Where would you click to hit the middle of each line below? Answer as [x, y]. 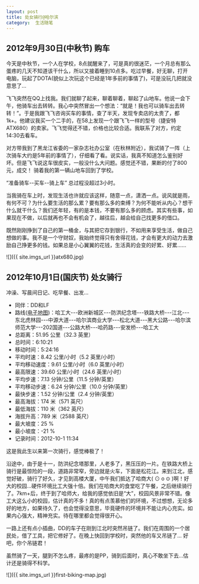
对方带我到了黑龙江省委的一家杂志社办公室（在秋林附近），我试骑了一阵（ [96, 148]
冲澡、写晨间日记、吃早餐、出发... [47, 292]
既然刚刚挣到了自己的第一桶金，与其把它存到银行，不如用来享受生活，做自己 [99, 230]
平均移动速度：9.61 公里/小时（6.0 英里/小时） [71, 364]
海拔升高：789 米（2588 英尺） [53, 416]
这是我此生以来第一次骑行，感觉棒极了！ [55, 451]
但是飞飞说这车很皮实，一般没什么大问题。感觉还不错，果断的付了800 [102, 163]
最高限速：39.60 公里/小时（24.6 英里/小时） [70, 372]
